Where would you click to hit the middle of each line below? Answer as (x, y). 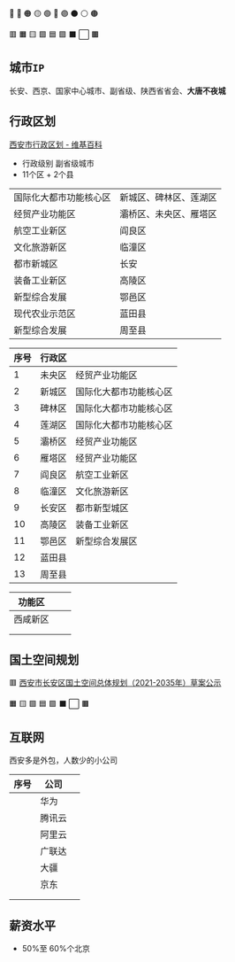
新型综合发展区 (107, 541)
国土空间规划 (44, 660)
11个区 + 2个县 (48, 174)
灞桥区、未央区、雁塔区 (169, 213)
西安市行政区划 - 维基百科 (56, 144)
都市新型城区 (102, 508)
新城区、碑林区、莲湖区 (169, 197)
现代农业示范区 (45, 314)
